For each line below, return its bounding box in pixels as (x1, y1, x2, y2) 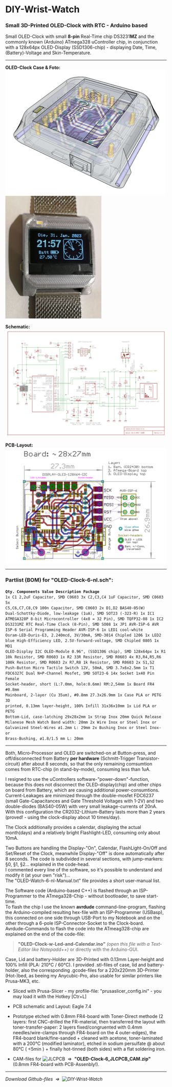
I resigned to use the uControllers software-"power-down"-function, (5, 776, 149, 782)
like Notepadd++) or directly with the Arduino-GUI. (31, 946, 139, 952)
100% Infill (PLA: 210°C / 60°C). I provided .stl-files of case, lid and (5, 962, 146, 968)
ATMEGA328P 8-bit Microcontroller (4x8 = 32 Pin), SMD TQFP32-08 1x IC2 (5, 616, 164, 622)
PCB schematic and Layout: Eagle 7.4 (12, 1003, 92, 1009)
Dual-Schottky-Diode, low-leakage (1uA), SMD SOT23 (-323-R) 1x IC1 (5, 611, 155, 616)
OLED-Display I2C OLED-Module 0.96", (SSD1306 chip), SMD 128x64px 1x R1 (5, 649, 166, 654)
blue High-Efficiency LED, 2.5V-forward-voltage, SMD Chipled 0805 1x (5, 638, 159, 643)
